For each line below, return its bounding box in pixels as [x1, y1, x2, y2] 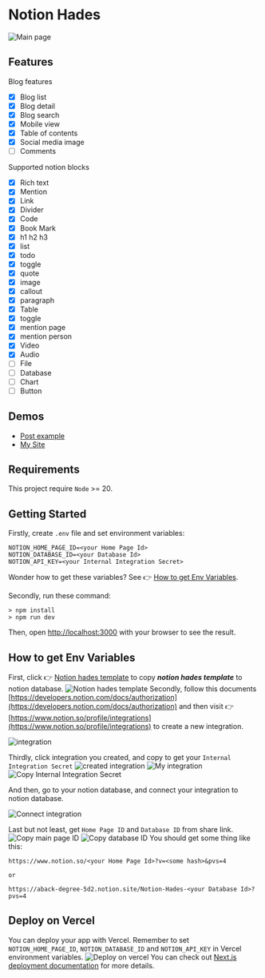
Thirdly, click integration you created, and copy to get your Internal [8, 752, 231, 762]
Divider [19, 205, 44, 215]
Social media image [19, 138, 85, 147]
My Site [19, 439, 45, 449]
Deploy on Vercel [8, 914, 96, 928]
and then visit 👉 [178, 701, 234, 710]
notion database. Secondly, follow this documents [8, 683, 257, 694]
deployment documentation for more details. [8, 960, 155, 970]
